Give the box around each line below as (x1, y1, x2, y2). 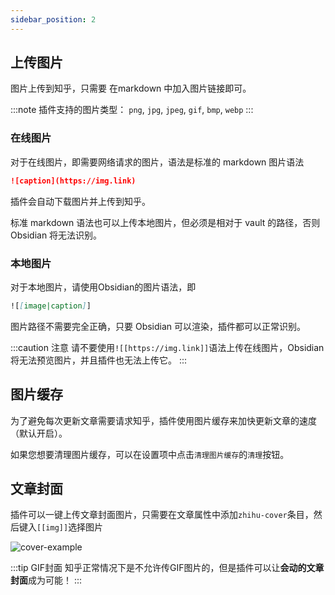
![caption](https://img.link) (10, 176, 137, 186)
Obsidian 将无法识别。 (10, 229, 103, 241)
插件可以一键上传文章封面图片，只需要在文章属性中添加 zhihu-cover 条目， (10, 509, 314, 521)
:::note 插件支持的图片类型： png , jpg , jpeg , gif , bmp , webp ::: (10, 104, 254, 116)
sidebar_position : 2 (10, 14, 97, 25)
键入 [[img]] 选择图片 (18, 521, 104, 533)
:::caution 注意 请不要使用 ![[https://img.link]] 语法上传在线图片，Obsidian (10, 341, 325, 353)
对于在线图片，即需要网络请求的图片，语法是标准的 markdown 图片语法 (10, 156, 305, 168)
